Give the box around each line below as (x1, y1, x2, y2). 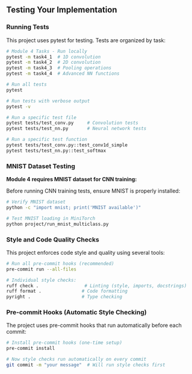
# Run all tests (6, 81, 47, 88)
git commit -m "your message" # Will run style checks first (6, 362, 166, 368)
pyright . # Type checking (6, 294, 122, 300)
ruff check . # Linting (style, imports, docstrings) (6, 282, 187, 288)
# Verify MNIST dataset (6, 199, 66, 205)
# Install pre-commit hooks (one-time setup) (6, 340, 122, 346)
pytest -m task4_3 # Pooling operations (6, 65, 112, 71)
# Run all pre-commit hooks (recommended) (6, 260, 114, 267)
